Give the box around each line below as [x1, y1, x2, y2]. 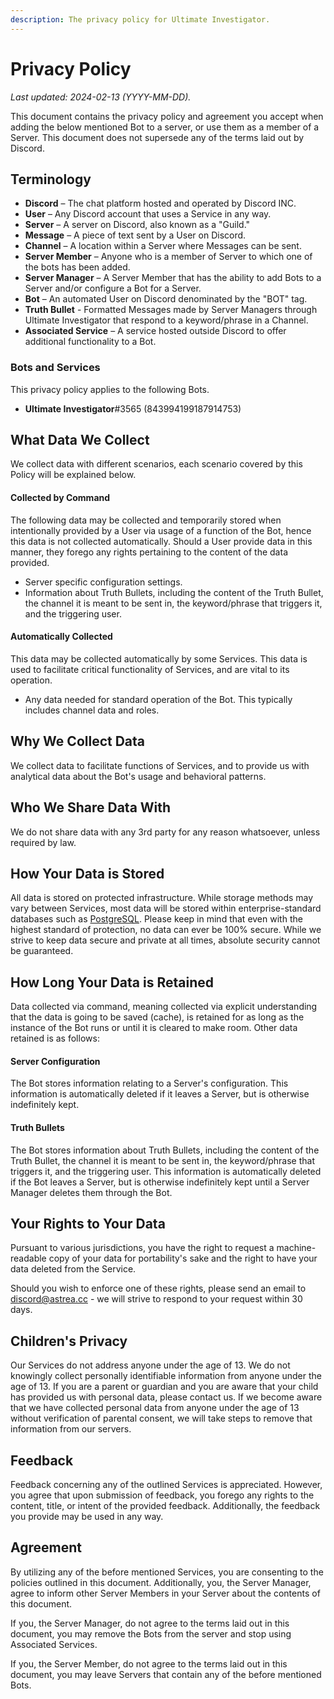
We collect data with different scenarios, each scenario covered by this [10, 458, 303, 470]
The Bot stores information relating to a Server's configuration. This [10, 1077, 289, 1090]
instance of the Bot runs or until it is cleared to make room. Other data [10, 1022, 298, 1034]
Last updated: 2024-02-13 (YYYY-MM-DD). [10, 91, 192, 103]
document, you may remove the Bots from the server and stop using [10, 1627, 292, 1640]
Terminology [10, 171, 92, 188]
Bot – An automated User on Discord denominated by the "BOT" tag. [24, 293, 308, 305]
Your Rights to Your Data [10, 1215, 166, 1232]
